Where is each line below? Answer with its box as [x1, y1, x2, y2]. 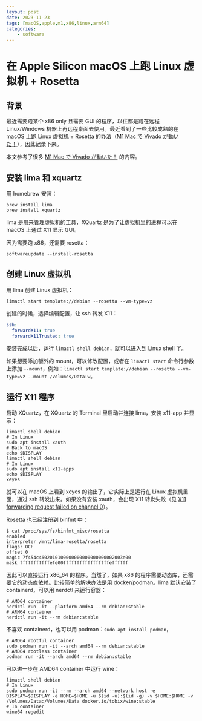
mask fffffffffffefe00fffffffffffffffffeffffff [6, 560, 129, 566]
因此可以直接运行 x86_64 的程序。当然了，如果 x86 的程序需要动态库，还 [6, 571, 189, 579]
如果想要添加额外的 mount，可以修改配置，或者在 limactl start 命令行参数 [6, 358, 195, 365]
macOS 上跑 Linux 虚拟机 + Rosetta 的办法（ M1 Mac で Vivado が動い [6, 133, 180, 140]
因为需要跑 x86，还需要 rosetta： [6, 239, 90, 246]
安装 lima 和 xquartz [6, 173, 82, 183]
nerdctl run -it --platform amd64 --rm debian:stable [6, 604, 145, 610]
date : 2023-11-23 [6, 15, 50, 21]
